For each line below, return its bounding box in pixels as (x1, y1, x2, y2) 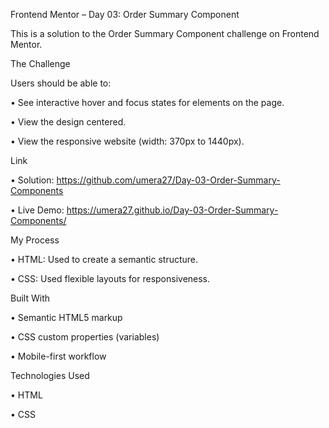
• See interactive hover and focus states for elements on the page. (10, 97, 285, 108)
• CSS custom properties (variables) (10, 331, 160, 343)
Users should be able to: (10, 77, 112, 89)
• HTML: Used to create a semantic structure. (10, 254, 199, 265)
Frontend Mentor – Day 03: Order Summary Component (10, 9, 240, 20)
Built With (10, 292, 50, 304)
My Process (10, 234, 60, 246)
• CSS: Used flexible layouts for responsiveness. (10, 273, 211, 284)
